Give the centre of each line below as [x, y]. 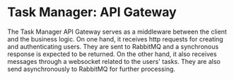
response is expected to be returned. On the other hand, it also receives [112, 54]
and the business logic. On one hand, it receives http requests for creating [116, 39]
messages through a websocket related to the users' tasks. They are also [114, 61]
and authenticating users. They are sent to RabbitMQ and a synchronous [113, 46]
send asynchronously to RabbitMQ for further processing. [91, 69]
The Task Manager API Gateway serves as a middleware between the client [117, 32]
